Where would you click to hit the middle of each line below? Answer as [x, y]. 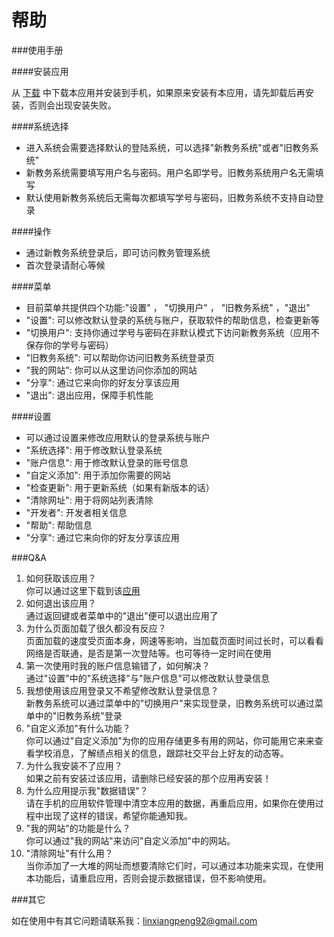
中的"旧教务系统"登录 [78, 715]
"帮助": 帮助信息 [59, 525]
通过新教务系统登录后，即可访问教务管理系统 [118, 252]
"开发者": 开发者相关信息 [76, 512]
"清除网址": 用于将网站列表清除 [89, 500]
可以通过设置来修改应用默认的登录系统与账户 [118, 437]
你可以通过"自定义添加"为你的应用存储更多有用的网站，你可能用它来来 [170, 740]
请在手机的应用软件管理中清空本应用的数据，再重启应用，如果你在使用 [170, 803]
